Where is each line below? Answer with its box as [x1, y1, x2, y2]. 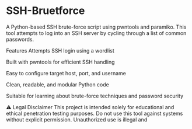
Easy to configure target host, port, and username [6, 69, 127, 76]
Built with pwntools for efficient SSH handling [6, 58, 115, 65]
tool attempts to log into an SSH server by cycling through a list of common [6, 29, 187, 36]
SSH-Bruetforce [6, 4, 85, 18]
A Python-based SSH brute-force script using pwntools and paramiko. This [6, 23, 187, 30]
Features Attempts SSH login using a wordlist [6, 47, 115, 54]
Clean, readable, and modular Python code [6, 81, 109, 88]
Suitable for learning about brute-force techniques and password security [6, 92, 184, 99]
